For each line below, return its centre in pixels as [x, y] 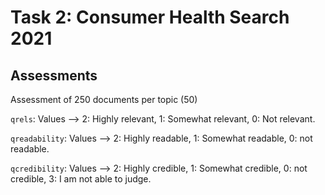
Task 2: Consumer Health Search [150, 17]
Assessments [54, 75]
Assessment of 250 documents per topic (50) [104, 99]
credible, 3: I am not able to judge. [81, 179]
